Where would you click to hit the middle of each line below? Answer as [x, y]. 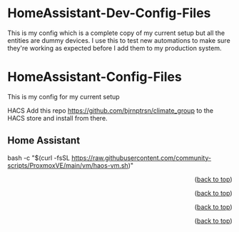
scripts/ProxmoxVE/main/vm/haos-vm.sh [68, 165]
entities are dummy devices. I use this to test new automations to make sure [119, 40]
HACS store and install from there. [58, 118]
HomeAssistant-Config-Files [95, 77]
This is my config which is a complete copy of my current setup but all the [116, 33]
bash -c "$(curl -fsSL [39, 158]
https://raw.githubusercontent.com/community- [141, 158]
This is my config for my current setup [63, 96]
